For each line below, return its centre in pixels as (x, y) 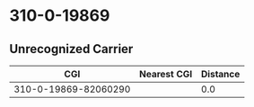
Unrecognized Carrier (71, 49)
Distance (220, 74)
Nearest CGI (166, 74)
